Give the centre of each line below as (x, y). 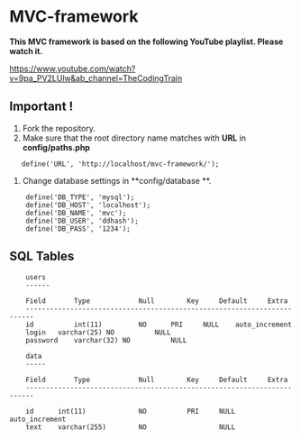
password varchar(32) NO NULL (106, 340)
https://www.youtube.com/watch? (73, 69)
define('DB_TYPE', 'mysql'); (80, 197)
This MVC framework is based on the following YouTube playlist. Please (146, 41)
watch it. (26, 50)
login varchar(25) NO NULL (98, 332)
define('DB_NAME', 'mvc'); (76, 213)
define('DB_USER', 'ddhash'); (82, 221)
